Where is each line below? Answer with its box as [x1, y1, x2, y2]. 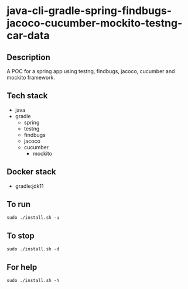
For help [6, 262, 37, 272]
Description [6, 52, 50, 62]
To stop [6, 230, 35, 240]
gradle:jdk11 [15, 183, 44, 190]
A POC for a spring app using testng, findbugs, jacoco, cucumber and [6, 68, 175, 74]
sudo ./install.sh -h [6, 278, 60, 284]
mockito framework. [6, 74, 55, 81]
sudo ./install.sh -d [6, 246, 60, 252]
